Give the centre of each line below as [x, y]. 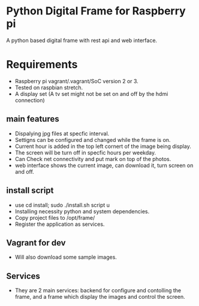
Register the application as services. [60, 224]
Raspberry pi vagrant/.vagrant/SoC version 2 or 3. [77, 81]
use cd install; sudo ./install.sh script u [62, 205]
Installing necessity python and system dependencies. [82, 211]
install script [30, 191]
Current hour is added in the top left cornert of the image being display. [103, 146]
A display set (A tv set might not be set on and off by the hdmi [91, 93]
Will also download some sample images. [66, 257]
